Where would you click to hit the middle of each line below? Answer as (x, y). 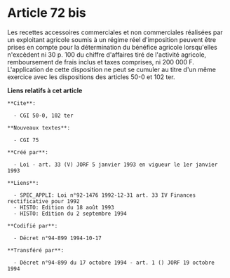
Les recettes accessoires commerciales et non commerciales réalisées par (115, 32)
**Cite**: (22, 103)
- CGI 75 (26, 140)
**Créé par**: (28, 152)
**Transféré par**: (36, 250)
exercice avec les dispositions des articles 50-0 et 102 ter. (91, 77)
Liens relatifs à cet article (45, 90)
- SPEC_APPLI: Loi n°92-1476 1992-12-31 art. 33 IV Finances (105, 195)
